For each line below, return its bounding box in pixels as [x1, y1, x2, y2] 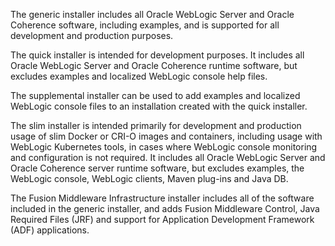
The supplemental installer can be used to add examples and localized [10, 90, 301, 101]
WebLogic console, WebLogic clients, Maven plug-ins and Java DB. [10, 173, 289, 184]
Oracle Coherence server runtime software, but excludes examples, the [10, 162, 305, 174]
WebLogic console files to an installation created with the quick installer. [10, 100, 308, 112]
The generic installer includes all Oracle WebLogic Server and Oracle [10, 9, 295, 20]
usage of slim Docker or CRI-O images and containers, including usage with [10, 130, 323, 142]
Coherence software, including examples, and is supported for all [10, 19, 280, 31]
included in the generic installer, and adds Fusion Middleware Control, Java [10, 203, 320, 214]
